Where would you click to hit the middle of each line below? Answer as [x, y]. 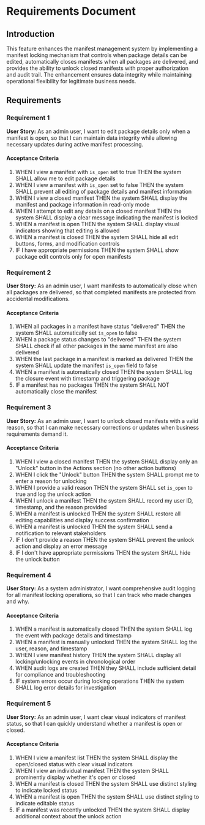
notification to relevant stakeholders [61, 533]
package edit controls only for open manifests [73, 256]
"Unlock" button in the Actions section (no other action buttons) [95, 468]
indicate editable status [45, 803]
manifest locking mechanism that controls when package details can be [97, 55]
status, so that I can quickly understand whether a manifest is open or [94, 723]
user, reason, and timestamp [51, 648]
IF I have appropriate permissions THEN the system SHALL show [97, 250]
